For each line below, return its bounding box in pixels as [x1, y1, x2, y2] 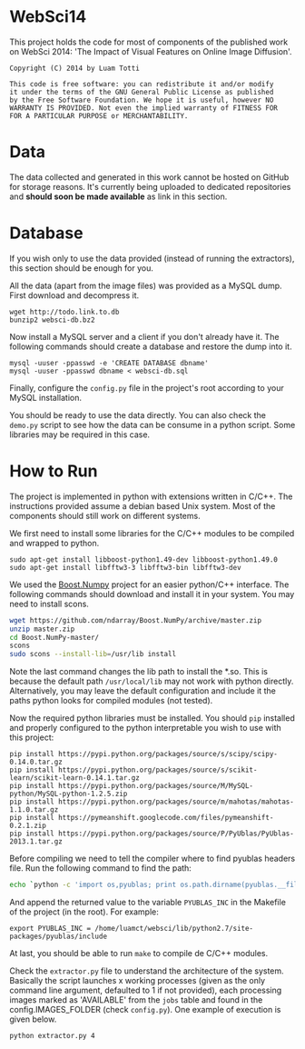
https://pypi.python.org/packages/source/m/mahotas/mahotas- [57, 797, 295, 806]
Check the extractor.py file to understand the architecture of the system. [9, 965, 284, 976]
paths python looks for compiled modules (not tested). [9, 695, 213, 706]
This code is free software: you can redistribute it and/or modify [9, 79, 274, 88]
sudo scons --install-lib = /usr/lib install [9, 650, 177, 659]
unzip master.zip [9, 624, 75, 634]
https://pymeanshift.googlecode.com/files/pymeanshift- [57, 814, 274, 823]
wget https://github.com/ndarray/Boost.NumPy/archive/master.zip [9, 615, 261, 624]
